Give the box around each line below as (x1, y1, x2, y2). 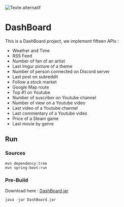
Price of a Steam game (12, 116, 59, 121)
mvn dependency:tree (5, 161, 48, 166)
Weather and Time (12, 47, 50, 54)
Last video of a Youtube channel (12, 105, 78, 111)
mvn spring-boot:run (5, 165, 48, 170)
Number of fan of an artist (12, 58, 65, 64)
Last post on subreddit (12, 74, 58, 80)
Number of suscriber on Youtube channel (12, 94, 96, 100)
